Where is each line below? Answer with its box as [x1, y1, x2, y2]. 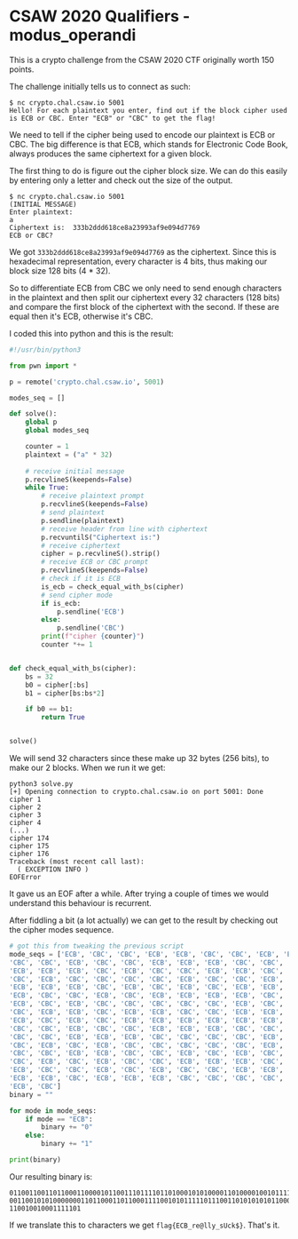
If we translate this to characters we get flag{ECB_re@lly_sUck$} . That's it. [9, 1219, 280, 1230]
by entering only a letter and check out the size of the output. [9, 175, 233, 186]
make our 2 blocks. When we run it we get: [9, 762, 166, 774]
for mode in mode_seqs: [9, 1106, 98, 1116]
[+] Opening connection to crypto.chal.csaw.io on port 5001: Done [9, 788, 264, 797]
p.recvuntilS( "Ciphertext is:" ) [41, 533, 161, 542]
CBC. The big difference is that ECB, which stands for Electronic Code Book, [9, 139, 288, 149]
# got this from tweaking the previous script [9, 941, 184, 951]
